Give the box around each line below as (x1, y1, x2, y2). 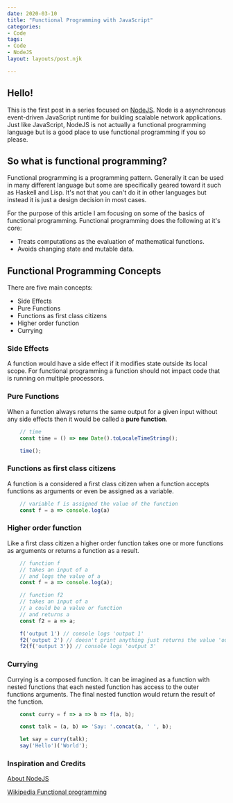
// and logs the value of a (19, 572, 101, 580)
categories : (7, 23, 42, 30)
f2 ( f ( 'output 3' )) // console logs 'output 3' (19, 643, 157, 650)
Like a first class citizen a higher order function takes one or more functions (7, 539, 224, 547)
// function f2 (19, 592, 64, 599)
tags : (7, 36, 23, 43)
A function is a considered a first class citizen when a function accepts (7, 479, 209, 488)
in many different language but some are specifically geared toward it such (7, 181, 222, 190)
